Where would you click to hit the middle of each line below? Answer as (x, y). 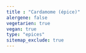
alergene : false (27, 18)
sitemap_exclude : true (35, 40)
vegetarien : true (28, 23)
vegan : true (21, 29)
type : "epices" (26, 35)
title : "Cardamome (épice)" (43, 12)
